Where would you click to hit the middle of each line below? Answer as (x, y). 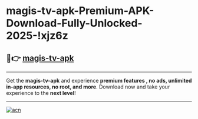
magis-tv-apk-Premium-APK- (80, 11)
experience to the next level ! (41, 93)
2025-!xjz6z (37, 36)
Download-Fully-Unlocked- (74, 23)
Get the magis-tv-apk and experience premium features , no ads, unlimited (99, 81)
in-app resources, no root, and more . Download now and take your (88, 87)
